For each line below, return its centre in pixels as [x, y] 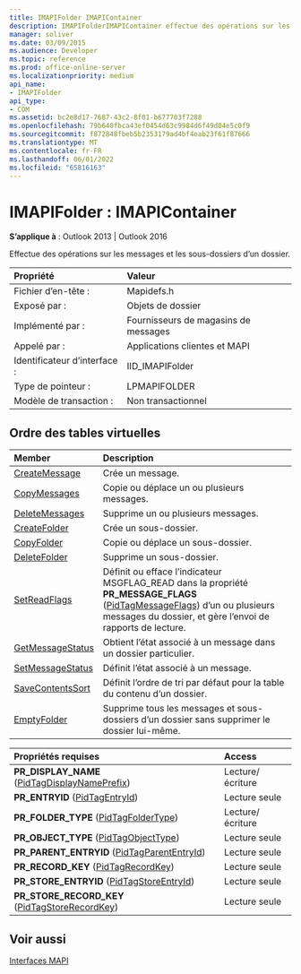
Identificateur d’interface [66, 361]
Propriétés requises [57, 756]
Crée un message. [141, 473]
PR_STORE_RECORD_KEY [69, 896]
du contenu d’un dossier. [155, 694]
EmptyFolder [41, 720]
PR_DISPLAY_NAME [57, 771]
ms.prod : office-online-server [68, 68]
